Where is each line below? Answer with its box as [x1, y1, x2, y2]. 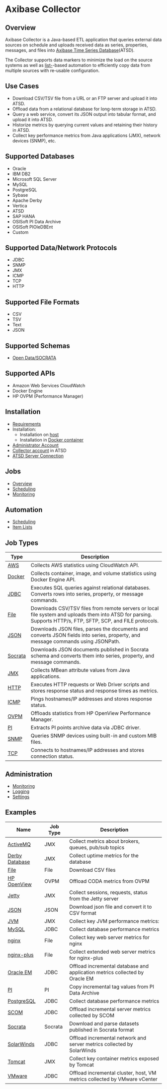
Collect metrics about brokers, [69, 838, 140, 845]
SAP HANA [12, 213, 35, 219]
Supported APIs [5, 369, 56, 378]
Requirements [12, 421, 41, 427]
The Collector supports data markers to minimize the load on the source [5, 57, 153, 63]
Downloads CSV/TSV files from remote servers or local [30, 605, 159, 612]
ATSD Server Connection [12, 453, 64, 459]
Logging [12, 788, 30, 794]
